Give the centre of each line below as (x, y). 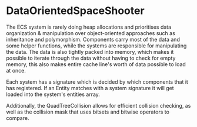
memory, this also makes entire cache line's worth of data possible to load (96, 64)
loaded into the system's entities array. (53, 94)
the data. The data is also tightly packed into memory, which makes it (90, 52)
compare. (18, 118)
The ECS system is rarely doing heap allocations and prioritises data (89, 27)
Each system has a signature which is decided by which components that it (97, 82)
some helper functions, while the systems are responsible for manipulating (96, 46)
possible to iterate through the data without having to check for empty (91, 58)
